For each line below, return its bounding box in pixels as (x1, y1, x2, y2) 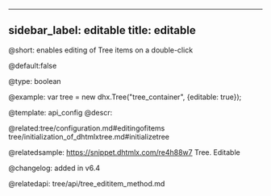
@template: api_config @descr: (8, 107, 113, 117)
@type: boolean (8, 76, 62, 85)
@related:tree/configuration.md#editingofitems (8, 123, 165, 133)
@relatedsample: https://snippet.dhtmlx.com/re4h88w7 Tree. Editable (8, 147, 240, 157)
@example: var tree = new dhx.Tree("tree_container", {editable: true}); (8, 92, 242, 102)
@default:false (8, 60, 57, 70)
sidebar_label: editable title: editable (8, 23, 196, 37)
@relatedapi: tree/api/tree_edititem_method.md (8, 178, 165, 188)
